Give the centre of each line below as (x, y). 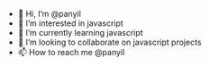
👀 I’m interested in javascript (70, 23)
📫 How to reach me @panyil (71, 52)
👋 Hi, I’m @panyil (49, 14)
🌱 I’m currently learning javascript (80, 33)
